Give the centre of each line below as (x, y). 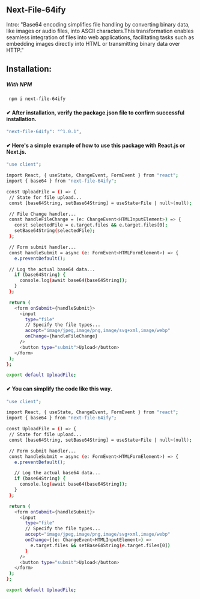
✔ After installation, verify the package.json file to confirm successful (95, 112)
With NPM (19, 84)
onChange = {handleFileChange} (61, 336)
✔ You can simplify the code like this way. (59, 389)
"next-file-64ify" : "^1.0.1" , (44, 132)
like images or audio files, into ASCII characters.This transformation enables (100, 31)
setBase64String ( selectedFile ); (55, 231)
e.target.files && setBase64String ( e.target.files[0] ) (100, 545)
